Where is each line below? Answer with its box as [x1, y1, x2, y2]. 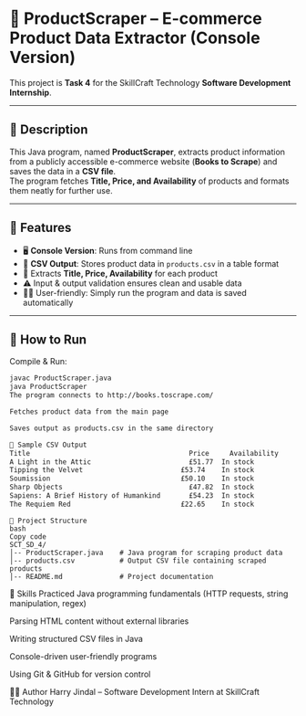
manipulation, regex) [9, 597, 87, 608]
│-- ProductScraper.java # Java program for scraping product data [9, 548, 283, 557]
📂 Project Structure [9, 516, 88, 525]
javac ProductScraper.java [9, 374, 112, 383]
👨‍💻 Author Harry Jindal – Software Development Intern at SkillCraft [9, 686, 260, 697]
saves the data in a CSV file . [9, 165, 117, 176]
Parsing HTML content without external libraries [9, 616, 189, 626]
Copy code [9, 532, 47, 542]
